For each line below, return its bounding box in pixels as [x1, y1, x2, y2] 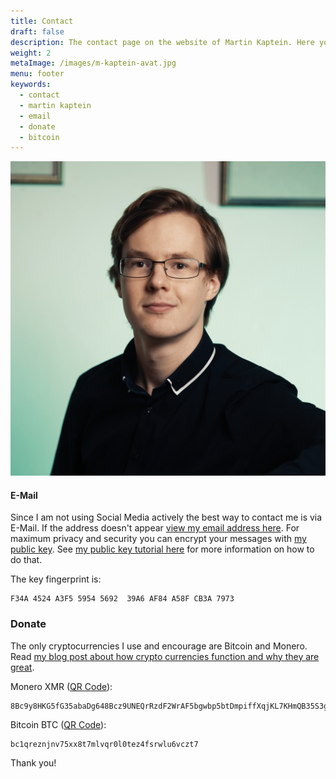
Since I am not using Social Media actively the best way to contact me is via [10, 511, 323, 524]
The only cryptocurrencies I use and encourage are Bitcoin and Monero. [10, 640, 308, 652]
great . [10, 661, 35, 673]
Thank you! [10, 756, 57, 769]
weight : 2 [10, 48, 52, 58]
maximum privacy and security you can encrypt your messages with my [10, 533, 307, 545]
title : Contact [10, 16, 74, 26]
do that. [10, 554, 43, 566]
